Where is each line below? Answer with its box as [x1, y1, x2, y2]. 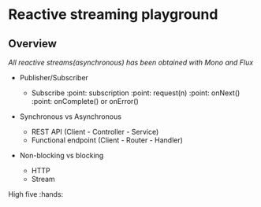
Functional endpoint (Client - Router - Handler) [31, 135, 184, 145]
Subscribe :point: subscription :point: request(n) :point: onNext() [31, 88, 240, 98]
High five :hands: [8, 190, 64, 198]
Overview [8, 37, 58, 50]
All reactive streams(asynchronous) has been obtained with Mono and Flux [8, 57, 254, 67]
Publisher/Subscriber [19, 73, 89, 82]
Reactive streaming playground [8, 6, 218, 24]
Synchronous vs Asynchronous [19, 112, 122, 121]
